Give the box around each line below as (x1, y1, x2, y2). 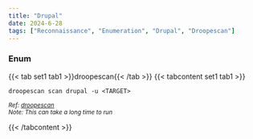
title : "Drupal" (8, 11, 63, 20)
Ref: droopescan (8, 101, 55, 109)
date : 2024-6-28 (8, 19, 63, 27)
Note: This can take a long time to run (8, 108, 113, 117)
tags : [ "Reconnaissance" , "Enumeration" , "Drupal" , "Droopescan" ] (8, 27, 235, 35)
